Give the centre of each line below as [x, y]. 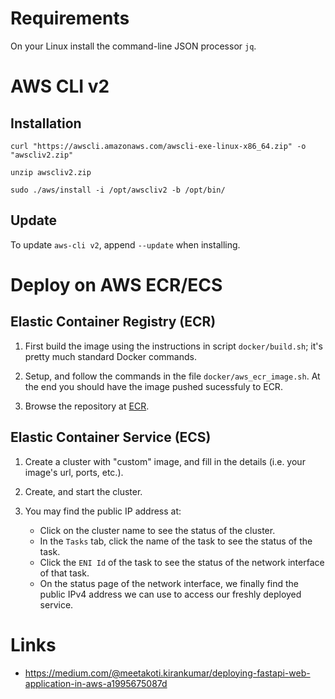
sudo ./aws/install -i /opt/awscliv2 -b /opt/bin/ [118, 190]
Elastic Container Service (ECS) [111, 437]
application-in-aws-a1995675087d [96, 683]
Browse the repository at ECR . [87, 406]
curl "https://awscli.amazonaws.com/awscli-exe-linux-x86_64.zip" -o [158, 146]
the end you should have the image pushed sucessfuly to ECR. [153, 386]
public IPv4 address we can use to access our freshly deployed [170, 594]
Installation [46, 123]
